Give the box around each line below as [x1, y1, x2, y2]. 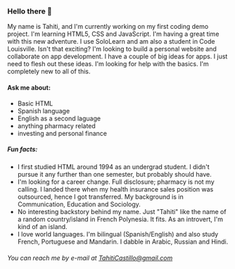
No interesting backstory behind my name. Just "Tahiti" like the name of [17, 208, 227, 216]
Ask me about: [7, 83, 51, 92]
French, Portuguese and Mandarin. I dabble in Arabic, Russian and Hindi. [17, 237, 229, 246]
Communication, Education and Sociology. [17, 200, 141, 208]
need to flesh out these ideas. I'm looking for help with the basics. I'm [7, 60, 209, 68]
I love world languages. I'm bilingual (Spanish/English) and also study [17, 230, 219, 239]
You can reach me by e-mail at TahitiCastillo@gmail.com [7, 254, 173, 263]
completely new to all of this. [7, 67, 91, 76]
